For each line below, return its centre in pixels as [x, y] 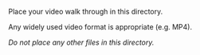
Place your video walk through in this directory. [86, 12]
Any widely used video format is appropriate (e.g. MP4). [100, 27]
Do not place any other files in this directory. [81, 42]
